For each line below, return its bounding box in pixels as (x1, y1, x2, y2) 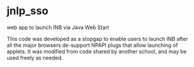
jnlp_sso (7, 4, 49, 18)
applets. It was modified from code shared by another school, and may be (7, 47, 187, 55)
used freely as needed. (7, 54, 63, 61)
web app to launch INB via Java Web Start (7, 24, 109, 31)
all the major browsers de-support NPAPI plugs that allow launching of (7, 42, 178, 49)
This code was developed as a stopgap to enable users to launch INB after (7, 35, 188, 42)
